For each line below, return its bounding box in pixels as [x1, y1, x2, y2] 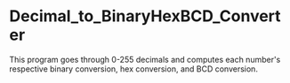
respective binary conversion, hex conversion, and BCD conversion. [9, 64, 258, 74]
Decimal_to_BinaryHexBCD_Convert [9, 6, 282, 26]
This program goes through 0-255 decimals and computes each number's [9, 54, 281, 64]
